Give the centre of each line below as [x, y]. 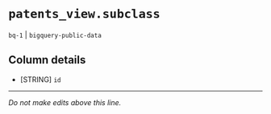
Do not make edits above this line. [65, 102]
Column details [47, 60]
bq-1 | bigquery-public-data [55, 35]
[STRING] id [40, 79]
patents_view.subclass [84, 14]
